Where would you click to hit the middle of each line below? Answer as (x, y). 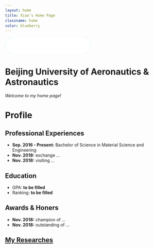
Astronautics (32, 82)
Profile (19, 116)
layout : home (18, 10)
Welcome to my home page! (33, 96)
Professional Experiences (45, 133)
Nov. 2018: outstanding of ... (41, 225)
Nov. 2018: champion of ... (39, 219)
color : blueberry (23, 26)
